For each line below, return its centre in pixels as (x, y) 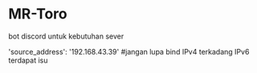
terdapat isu (28, 60)
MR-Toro (38, 14)
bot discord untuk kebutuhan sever (66, 36)
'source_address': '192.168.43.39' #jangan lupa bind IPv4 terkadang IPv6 (129, 51)
